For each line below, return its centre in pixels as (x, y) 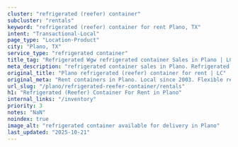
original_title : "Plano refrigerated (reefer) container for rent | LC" (117, 73)
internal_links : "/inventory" (52, 100)
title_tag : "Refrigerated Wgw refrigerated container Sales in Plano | (115, 60)
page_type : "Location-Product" (53, 40)
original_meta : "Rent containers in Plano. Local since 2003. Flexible (115, 80)
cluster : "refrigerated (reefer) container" (74, 14)
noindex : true (28, 119)
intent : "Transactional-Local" (53, 34)
